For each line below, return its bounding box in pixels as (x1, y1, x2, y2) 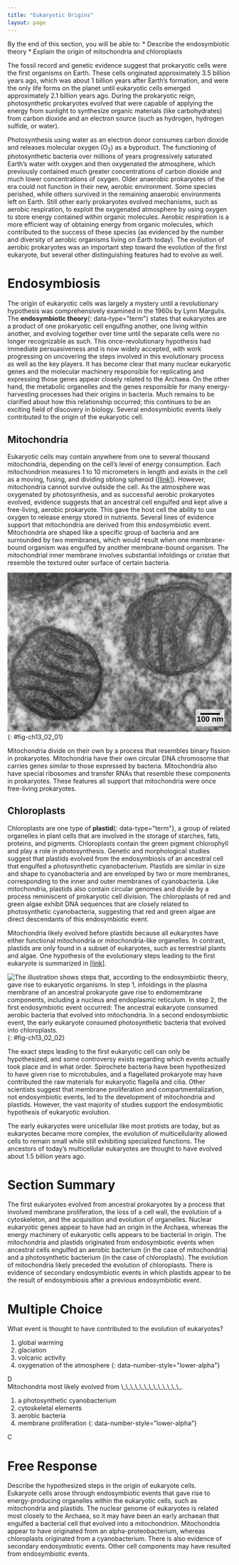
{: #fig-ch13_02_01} (7, 732, 64, 741)
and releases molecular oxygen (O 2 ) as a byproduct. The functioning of (7, 143, 217, 153)
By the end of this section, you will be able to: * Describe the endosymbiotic (7, 39, 230, 48)
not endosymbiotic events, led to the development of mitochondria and (7, 1092, 216, 1101)
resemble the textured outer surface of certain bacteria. (7, 558, 171, 567)
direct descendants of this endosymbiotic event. (7, 915, 149, 923)
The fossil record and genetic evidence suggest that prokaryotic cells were (7, 61, 228, 69)
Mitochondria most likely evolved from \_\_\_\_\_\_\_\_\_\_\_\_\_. (7, 1382, 184, 1391)
